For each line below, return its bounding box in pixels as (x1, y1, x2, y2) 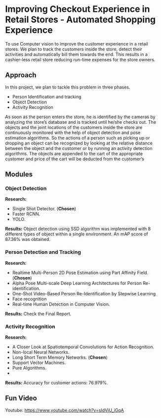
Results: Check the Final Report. (5, 311, 72, 317)
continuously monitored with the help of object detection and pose (5, 130, 141, 136)
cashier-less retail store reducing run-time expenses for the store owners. (5, 56, 156, 62)
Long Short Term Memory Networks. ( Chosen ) (12, 355, 108, 361)
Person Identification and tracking (12, 93, 81, 99)
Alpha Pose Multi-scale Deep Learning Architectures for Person (12, 280, 142, 286)
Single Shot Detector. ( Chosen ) (12, 206, 77, 212)
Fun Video (5, 394, 37, 403)
